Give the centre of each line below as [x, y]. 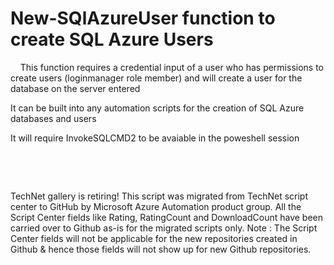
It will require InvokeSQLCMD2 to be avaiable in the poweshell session [155, 138]
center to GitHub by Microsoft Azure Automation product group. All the [156, 206]
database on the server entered [75, 88]
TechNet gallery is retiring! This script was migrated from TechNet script [159, 196]
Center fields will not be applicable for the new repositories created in [154, 238]
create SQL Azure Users [112, 39]
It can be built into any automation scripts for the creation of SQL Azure [157, 108]
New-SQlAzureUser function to [143, 18]
